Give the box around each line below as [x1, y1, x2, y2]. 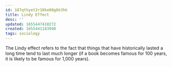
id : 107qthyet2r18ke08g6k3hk [5, 7, 68, 13]
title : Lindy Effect [5, 12, 50, 17]
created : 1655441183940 [5, 26, 56, 31]
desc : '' [5, 17, 24, 22]
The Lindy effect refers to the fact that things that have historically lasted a [5, 45, 163, 51]
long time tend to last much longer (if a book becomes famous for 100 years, [5, 50, 167, 56]
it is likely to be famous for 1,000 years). [5, 56, 90, 61]
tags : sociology [5, 31, 40, 36]
